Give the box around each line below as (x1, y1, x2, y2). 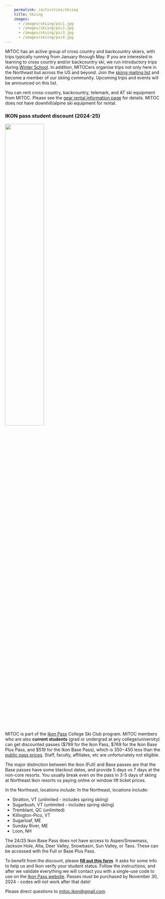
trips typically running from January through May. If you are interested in (5, 53, 153, 59)
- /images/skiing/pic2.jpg (18, 26, 74, 31)
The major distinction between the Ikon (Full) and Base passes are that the (5, 761, 156, 767)
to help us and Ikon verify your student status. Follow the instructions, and (5, 863, 156, 869)
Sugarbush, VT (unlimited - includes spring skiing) (12, 802, 115, 808)
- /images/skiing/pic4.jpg (18, 35, 74, 40)
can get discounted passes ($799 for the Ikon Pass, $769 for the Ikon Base (5, 742, 158, 748)
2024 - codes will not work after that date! (5, 879, 91, 885)
